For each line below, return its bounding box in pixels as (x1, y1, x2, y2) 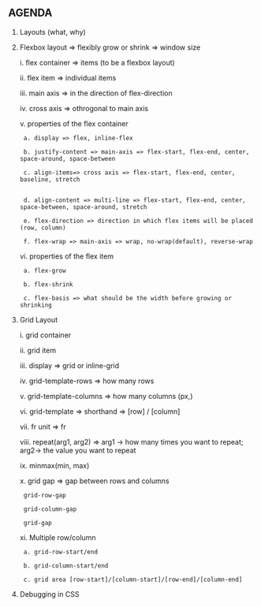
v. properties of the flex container (19, 118, 129, 128)
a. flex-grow (23, 266, 66, 274)
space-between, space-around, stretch (19, 203, 147, 211)
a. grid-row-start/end (23, 548, 99, 556)
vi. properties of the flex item (19, 251, 114, 261)
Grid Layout (19, 315, 58, 324)
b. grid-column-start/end (23, 561, 109, 570)
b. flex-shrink (23, 280, 73, 289)
